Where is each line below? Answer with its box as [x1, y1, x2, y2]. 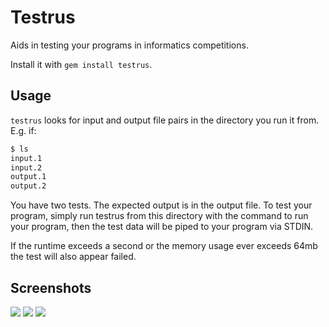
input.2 [10, 162, 43, 173]
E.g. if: [10, 124, 37, 136]
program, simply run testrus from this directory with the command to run [10, 210, 309, 222]
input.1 [10, 153, 43, 163]
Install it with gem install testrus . [10, 58, 153, 70]
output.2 [10, 181, 47, 191]
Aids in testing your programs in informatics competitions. [10, 39, 249, 51]
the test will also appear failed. [10, 251, 137, 263]
